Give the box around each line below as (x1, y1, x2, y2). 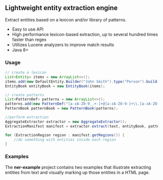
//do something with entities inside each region (14, 137, 116, 142)
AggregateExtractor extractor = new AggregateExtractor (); (5, 119, 127, 124)
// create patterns (5, 92, 45, 97)
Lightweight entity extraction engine (5, 4, 118, 12)
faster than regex (12, 36, 47, 42)
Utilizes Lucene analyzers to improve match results (12, 41, 114, 48)
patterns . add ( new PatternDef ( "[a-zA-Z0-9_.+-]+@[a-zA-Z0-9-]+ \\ (5, 102, 138, 107)
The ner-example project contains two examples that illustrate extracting (5, 164, 151, 170)
